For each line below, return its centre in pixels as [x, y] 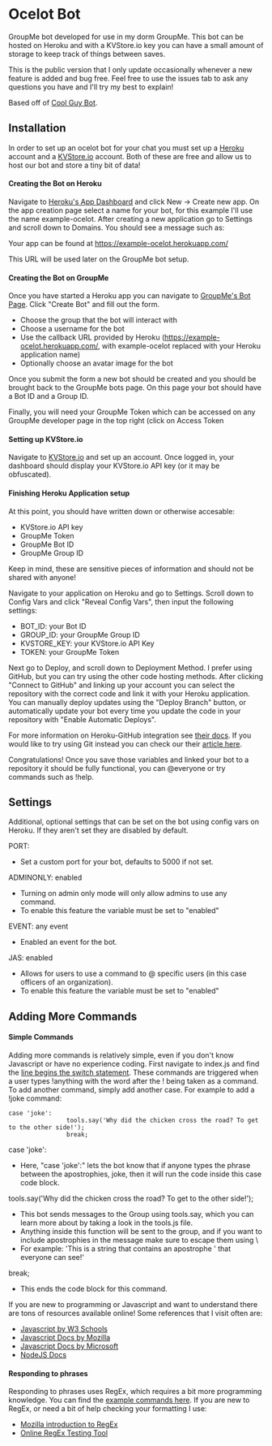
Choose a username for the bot [72, 329]
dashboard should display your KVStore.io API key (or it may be [114, 466]
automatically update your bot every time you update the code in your [125, 711]
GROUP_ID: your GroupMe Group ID [80, 634]
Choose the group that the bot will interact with [99, 320]
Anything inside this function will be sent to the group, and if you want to [141, 1231]
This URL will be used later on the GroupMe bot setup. [99, 259]
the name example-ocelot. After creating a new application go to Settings [131, 219]
